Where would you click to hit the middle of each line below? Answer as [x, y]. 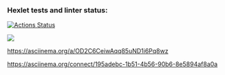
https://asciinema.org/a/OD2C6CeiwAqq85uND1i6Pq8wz [88, 51]
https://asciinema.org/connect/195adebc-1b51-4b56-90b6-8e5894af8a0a [112, 64]
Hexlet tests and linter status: [57, 10]
